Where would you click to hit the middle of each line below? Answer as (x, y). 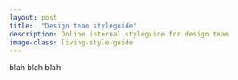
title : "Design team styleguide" (74, 26)
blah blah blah (35, 68)
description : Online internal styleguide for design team (119, 34)
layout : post (33, 17)
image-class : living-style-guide (71, 42)
